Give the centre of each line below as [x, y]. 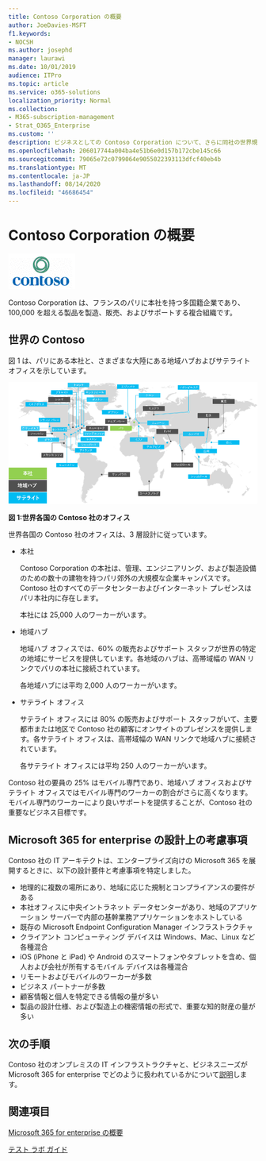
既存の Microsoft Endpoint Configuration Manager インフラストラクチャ [136, 927]
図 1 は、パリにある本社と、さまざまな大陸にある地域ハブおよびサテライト [129, 361]
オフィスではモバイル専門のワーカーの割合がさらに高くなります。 [145, 793]
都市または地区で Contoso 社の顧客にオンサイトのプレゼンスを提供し [132, 729]
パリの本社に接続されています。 [92, 669]
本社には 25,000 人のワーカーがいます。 [85, 615]
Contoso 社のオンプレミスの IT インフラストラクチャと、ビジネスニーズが [128, 1064]
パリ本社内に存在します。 [61, 598]
